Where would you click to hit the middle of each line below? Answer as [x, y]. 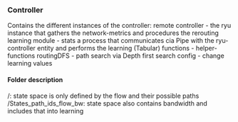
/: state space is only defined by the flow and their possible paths [103, 96]
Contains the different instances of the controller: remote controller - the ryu [119, 26]
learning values [30, 63]
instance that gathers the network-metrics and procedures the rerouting [113, 33]
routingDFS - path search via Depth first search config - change [130, 56]
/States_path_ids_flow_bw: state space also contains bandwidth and [108, 103]
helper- [206, 49]
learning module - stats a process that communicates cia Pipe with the [111, 41]
